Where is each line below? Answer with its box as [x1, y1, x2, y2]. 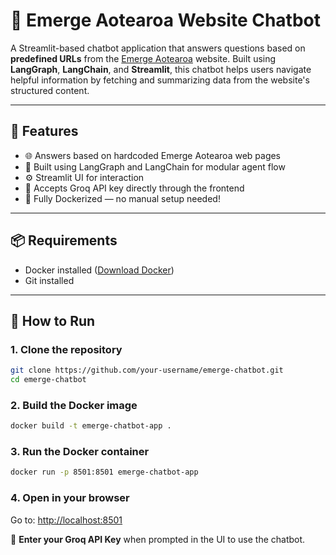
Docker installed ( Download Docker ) [24, 264, 175, 276]
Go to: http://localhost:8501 [10, 514, 123, 526]
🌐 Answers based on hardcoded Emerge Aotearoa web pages [24, 149, 282, 161]
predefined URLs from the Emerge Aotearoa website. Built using [10, 52, 277, 64]
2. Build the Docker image [10, 398, 138, 412]
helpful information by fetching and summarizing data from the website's [10, 74, 310, 86]
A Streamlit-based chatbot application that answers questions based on [10, 42, 306, 54]
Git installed [24, 274, 75, 286]
